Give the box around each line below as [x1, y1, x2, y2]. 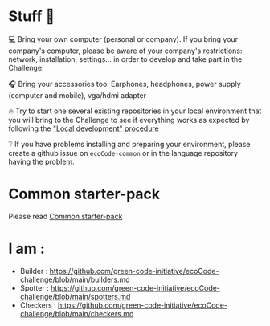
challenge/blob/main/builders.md [19, 275, 130, 284]
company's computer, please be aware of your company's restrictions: [8, 46, 243, 55]
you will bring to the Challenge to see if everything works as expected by [8, 115, 250, 124]
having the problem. [8, 157, 75, 166]
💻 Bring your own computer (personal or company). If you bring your [8, 34, 239, 43]
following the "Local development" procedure [8, 124, 159, 133]
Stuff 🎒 [8, 7, 55, 26]
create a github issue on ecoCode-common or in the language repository [8, 148, 239, 157]
